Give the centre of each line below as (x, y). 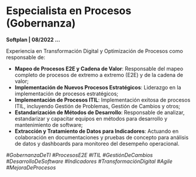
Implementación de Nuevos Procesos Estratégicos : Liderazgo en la (98, 87)
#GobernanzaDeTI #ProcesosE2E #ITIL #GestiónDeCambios (79, 155)
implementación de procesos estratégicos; (67, 93)
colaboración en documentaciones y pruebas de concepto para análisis (102, 137)
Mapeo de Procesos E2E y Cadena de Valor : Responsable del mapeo (99, 68)
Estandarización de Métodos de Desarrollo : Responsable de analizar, (99, 112)
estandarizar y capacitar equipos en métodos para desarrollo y (91, 118)
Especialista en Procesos (69, 11)
